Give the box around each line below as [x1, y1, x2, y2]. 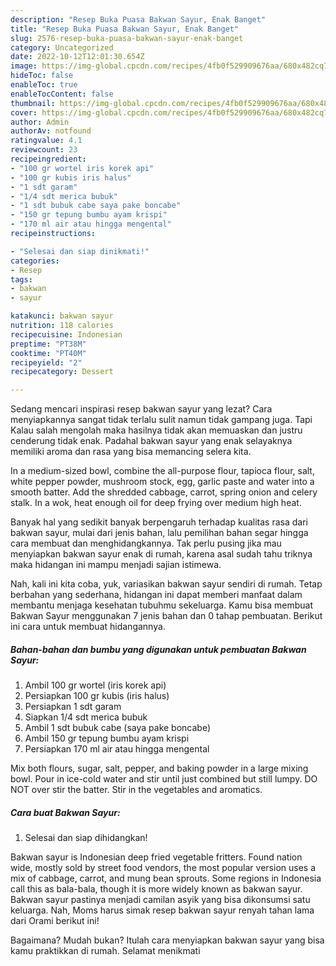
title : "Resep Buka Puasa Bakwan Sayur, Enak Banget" [10, 24, 240, 34]
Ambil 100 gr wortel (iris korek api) [24, 679, 167, 691]
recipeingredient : [10, 154, 87, 164]
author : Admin [10, 117, 70, 127]
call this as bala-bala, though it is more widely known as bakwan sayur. [10, 883, 303, 895]
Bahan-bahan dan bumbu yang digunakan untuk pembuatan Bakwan [10, 643, 307, 655]
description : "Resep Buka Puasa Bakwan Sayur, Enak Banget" [10, 14, 267, 25]
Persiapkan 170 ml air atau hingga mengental [24, 743, 210, 755]
